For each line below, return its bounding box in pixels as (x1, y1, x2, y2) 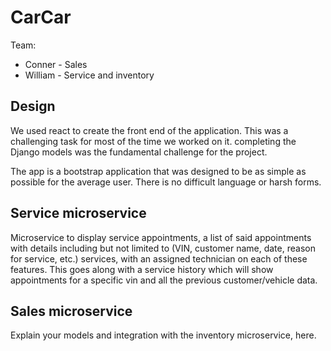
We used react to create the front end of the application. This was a (10, 124, 289, 136)
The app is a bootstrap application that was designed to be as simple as (10, 165, 307, 177)
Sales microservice (10, 302, 133, 320)
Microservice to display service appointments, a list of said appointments (10, 231, 312, 243)
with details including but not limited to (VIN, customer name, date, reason (10, 242, 316, 254)
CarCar (10, 6, 72, 29)
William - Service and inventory (24, 69, 155, 81)
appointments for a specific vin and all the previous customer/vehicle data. (10, 274, 318, 286)
